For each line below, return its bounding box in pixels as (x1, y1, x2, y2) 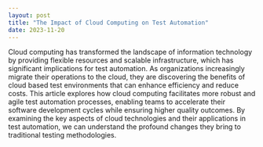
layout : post (8, 11, 51, 20)
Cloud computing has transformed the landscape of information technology (8, 48, 253, 57)
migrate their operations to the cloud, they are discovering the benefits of (8, 72, 246, 82)
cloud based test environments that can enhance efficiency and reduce (8, 81, 239, 90)
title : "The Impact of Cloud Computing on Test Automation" (8, 19, 210, 27)
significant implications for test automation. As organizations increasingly (8, 64, 245, 73)
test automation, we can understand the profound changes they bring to (8, 122, 242, 131)
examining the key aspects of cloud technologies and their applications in (8, 114, 246, 124)
